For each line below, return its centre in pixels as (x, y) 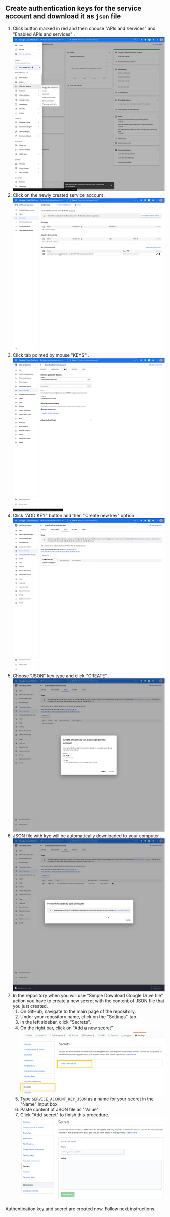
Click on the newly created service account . (59, 195)
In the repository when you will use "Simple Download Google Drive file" (88, 995)
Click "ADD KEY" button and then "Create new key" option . (74, 516)
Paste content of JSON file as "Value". (60, 1110)
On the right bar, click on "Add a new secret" (67, 1028)
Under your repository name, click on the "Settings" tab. (79, 1017)
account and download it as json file (63, 17)
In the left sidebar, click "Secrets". (55, 1022)
